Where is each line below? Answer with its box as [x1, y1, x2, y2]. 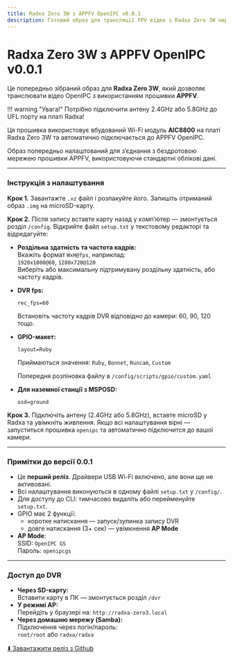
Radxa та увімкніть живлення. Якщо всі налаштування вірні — [7, 418, 191, 426]
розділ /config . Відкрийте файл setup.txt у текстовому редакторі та [7, 222, 209, 230]
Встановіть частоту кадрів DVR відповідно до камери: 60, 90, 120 [17, 311, 212, 320]
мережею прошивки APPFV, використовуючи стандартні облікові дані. [7, 154, 217, 163]
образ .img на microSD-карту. [7, 201, 95, 209]
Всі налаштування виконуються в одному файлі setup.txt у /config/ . [17, 487, 222, 496]
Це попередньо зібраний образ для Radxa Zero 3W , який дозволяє [7, 84, 206, 92]
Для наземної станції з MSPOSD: [17, 385, 118, 393]
